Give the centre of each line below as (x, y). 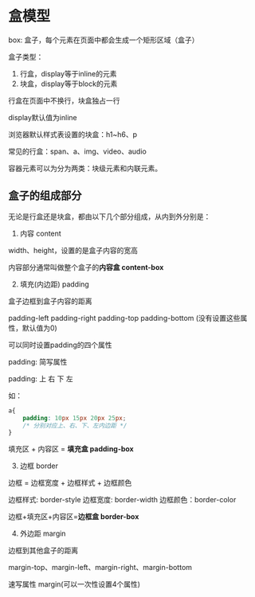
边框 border (39, 466)
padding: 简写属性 (38, 361)
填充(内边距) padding (54, 284)
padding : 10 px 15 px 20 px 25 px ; (75, 418)
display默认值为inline (43, 117)
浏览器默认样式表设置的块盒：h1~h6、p (73, 134)
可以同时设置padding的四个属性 (60, 345)
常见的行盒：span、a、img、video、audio (78, 151)
